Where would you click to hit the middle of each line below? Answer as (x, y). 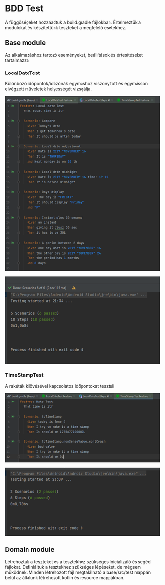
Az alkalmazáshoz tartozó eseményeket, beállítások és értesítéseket (74, 55)
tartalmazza (17, 60)
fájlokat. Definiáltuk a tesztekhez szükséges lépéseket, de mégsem (73, 567)
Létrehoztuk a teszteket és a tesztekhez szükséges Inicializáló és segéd (78, 562)
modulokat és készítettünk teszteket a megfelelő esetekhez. (66, 27)
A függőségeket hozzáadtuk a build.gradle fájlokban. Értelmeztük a (73, 22)
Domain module (30, 550)
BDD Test (24, 9)
